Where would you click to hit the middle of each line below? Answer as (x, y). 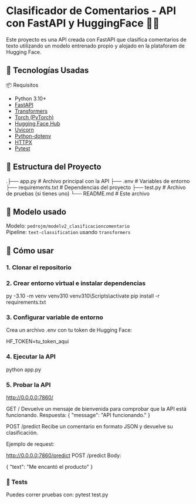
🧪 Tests (17, 482)
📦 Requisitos (22, 85)
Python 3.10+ (31, 99)
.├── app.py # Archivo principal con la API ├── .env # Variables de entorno (98, 181)
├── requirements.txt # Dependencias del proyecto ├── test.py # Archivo (96, 187)
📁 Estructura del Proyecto (54, 167)
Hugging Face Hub (37, 123)
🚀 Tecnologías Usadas (48, 71)
